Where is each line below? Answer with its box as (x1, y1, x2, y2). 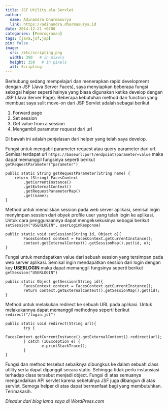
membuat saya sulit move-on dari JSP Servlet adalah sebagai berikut (5, 100, 150, 106)
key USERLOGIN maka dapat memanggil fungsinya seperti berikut (5, 265, 143, 271)
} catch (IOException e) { (23, 339, 81, 344)
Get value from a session (12, 121, 65, 127)
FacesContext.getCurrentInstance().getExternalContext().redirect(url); (5, 335, 162, 340)
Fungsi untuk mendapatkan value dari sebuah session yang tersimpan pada (5, 254, 163, 260)
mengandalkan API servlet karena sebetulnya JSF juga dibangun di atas (5, 377, 156, 384)
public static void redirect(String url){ (5, 321, 96, 326)
